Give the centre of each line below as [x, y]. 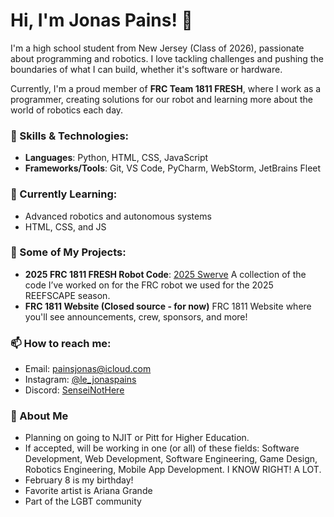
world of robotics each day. [67, 110]
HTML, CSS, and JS [65, 226]
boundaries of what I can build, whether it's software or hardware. [146, 69]
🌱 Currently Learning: [64, 194]
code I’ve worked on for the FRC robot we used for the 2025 [149, 285]
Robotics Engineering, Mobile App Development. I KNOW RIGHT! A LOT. [173, 470]
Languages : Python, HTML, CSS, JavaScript [116, 158]
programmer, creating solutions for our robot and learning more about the [161, 99]
